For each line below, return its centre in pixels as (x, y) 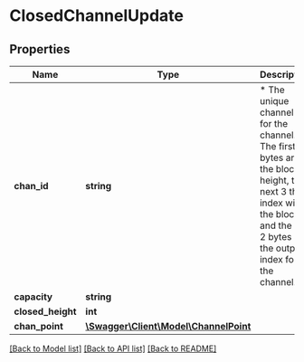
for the (274, 124)
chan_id (31, 186)
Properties (40, 49)
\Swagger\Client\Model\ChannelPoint (168, 326)
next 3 (273, 191)
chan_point (38, 326)
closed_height (45, 311)
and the (275, 225)
